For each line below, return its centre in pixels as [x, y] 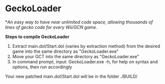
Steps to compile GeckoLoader [37, 37]
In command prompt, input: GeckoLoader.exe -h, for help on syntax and [85, 62]
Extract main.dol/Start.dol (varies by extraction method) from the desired [86, 46]
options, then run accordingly [42, 67]
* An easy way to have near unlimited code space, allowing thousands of [79, 22]
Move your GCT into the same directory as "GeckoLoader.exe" [76, 56]
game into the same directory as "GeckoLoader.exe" [66, 51]
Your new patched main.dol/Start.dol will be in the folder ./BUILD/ [71, 76]
